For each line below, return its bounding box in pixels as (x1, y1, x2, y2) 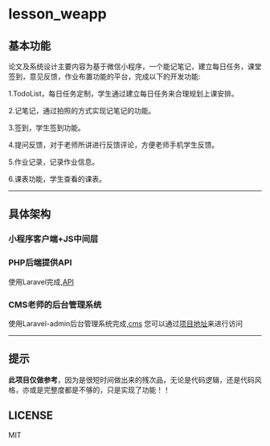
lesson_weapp (8, 5, 107, 23)
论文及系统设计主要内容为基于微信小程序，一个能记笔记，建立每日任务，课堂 (8, 62, 262, 71)
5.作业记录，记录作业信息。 (8, 158, 99, 166)
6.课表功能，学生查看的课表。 (8, 174, 107, 183)
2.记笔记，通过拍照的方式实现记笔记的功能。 (8, 106, 156, 115)
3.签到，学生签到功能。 (8, 123, 86, 133)
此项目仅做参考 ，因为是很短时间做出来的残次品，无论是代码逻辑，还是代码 (8, 374, 255, 384)
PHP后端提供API (8, 257, 72, 268)
